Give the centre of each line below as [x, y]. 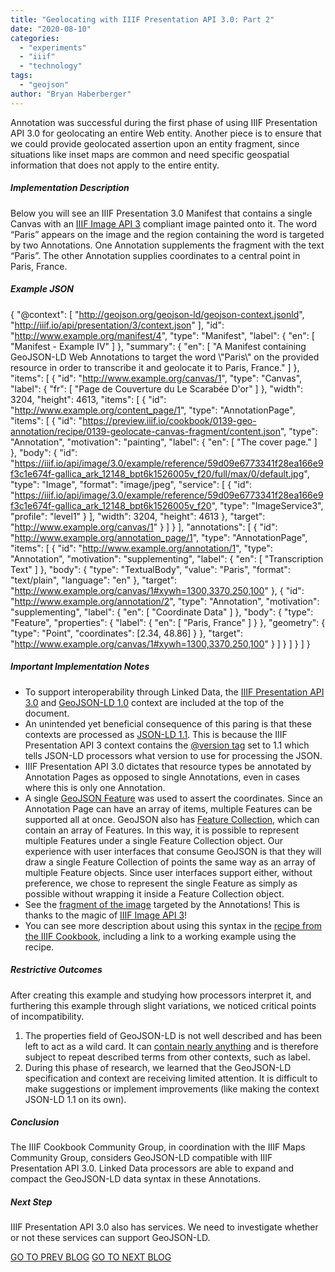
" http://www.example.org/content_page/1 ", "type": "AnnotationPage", [153, 410]
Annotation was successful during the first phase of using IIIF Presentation [164, 122]
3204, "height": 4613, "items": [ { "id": [88, 399]
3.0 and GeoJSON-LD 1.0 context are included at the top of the [154, 702]
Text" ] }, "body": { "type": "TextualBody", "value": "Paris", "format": [150, 569]
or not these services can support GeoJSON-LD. [110, 1238]
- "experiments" [53, 47]
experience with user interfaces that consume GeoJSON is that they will [173, 851]
